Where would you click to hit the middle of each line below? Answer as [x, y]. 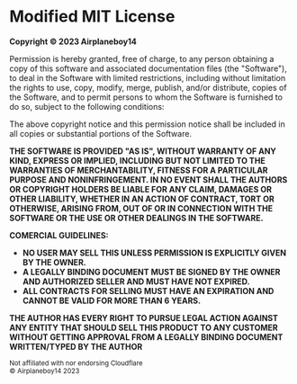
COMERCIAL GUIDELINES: [59, 235]
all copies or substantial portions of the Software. [100, 133]
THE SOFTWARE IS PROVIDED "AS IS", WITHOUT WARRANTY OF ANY [143, 151]
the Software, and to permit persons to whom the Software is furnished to [146, 97]
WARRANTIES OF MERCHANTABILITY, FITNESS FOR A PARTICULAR [139, 170]
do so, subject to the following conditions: [87, 106]
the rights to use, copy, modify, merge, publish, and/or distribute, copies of [148, 87]
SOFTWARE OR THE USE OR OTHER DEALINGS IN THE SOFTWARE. [136, 218]
